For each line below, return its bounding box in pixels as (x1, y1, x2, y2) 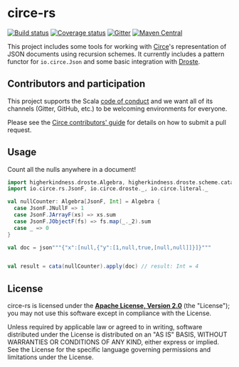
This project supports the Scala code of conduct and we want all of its (7, 97, 213, 105)
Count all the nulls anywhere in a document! (7, 165, 137, 173)
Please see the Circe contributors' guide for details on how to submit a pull (7, 118, 226, 126)
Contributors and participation (7, 78, 146, 90)
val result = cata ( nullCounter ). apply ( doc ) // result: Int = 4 (7, 263, 199, 270)
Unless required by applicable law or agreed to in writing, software (7, 323, 203, 332)
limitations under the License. (7, 353, 94, 361)
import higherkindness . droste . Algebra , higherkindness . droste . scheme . (7, 179, 221, 186)
